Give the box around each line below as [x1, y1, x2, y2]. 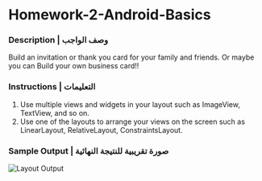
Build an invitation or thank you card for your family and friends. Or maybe [8, 52, 255, 62]
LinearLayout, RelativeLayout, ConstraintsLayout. [19, 125, 183, 134]
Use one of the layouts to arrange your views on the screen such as [19, 117, 246, 126]
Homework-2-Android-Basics [8, 6, 211, 24]
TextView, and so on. [19, 108, 90, 117]
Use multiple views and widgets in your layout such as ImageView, [19, 99, 240, 109]
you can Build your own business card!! [8, 61, 139, 71]
